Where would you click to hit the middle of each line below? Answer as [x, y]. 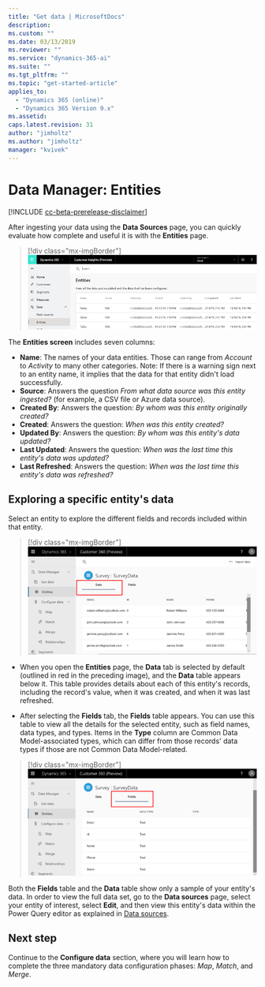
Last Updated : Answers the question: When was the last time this [126, 449]
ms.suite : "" [30, 67]
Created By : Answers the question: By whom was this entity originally [133, 407]
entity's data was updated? [64, 458]
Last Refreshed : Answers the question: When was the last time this [129, 466]
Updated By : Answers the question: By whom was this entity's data [130, 432]
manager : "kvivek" [38, 150]
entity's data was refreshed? [66, 474]
